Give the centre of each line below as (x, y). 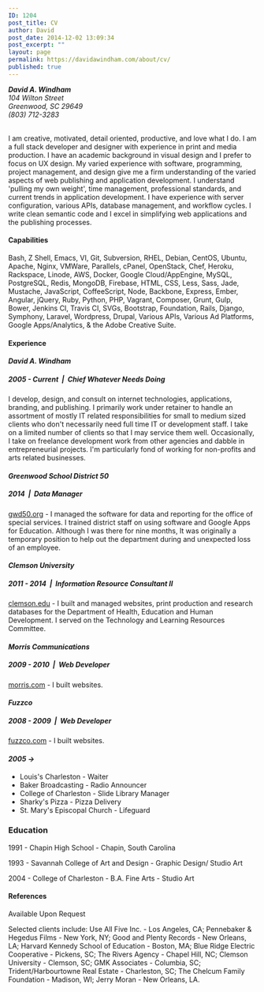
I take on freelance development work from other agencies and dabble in (126, 441)
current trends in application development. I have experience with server (126, 197)
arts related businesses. (47, 458)
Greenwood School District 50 (58, 475)
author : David (32, 30)
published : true (35, 67)
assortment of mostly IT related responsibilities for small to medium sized (127, 416)
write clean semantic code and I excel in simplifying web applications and (128, 213)
